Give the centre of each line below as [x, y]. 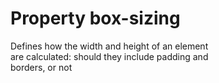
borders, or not [41, 67]
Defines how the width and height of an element [109, 46]
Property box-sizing [95, 18]
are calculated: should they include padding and [109, 56]
